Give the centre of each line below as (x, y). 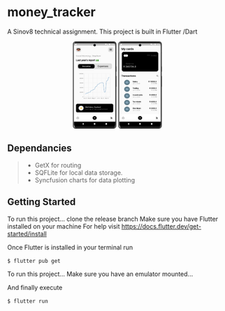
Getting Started (42, 202)
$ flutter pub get (34, 261)
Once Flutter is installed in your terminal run (70, 247)
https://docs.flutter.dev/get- (161, 226)
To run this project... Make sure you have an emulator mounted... (100, 274)
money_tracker (52, 12)
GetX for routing (58, 165)
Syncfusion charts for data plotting (85, 180)
